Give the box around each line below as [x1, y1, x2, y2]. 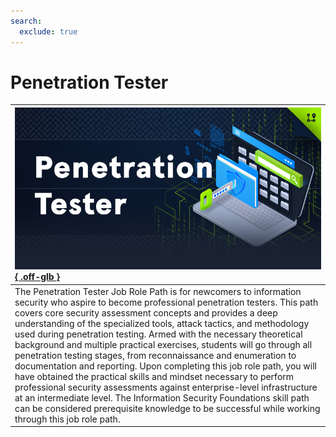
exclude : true [19, 26, 78, 37]
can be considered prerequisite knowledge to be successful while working [14, 402, 321, 414]
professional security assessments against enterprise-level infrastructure [14, 381, 318, 393]
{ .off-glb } [14, 271, 60, 283]
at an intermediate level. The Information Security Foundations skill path [14, 391, 310, 404]
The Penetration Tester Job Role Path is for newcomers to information [14, 285, 302, 297]
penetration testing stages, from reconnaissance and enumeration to [14, 349, 297, 361]
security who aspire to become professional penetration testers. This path [14, 296, 319, 308]
